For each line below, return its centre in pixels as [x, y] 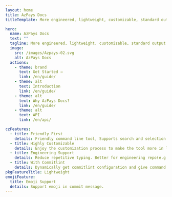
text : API [29, 115]
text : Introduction [39, 86]
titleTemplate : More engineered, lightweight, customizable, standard [82, 20]
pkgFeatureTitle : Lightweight [38, 172]
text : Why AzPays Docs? [44, 101]
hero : [11, 29]
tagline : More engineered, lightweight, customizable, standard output [88, 43]
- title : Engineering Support [42, 153]
